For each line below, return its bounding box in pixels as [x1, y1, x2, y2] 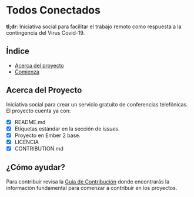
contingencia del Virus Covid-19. [6, 29, 85, 36]
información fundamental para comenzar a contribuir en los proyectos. [6, 184, 178, 191]
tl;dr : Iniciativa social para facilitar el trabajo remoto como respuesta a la [6, 23, 182, 30]
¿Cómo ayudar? [6, 162, 66, 172]
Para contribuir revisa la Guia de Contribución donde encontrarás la [6, 178, 170, 185]
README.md [14, 118, 46, 125]
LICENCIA [14, 138, 39, 145]
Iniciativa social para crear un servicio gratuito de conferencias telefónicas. [6, 101, 188, 108]
